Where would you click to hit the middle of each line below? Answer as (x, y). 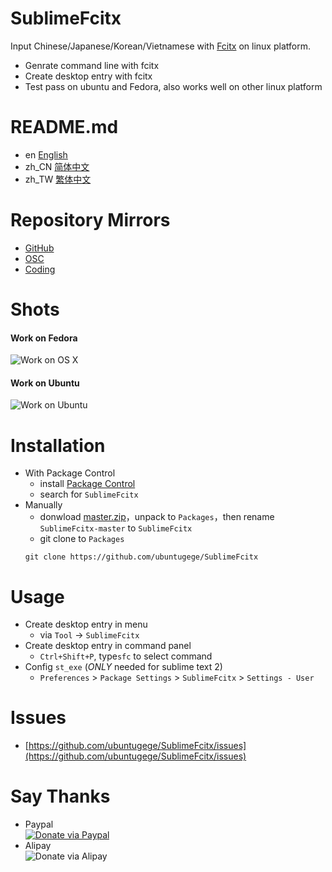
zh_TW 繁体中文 (58, 179)
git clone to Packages (82, 539)
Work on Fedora (44, 338)
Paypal (39, 824)
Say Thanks (60, 796)
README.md (64, 127)
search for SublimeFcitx (89, 494)
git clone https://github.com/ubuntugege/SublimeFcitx (141, 557)
